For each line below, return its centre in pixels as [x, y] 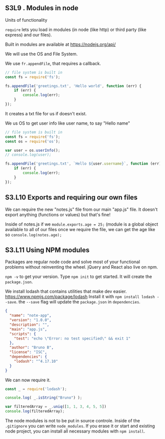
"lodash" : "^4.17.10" [36, 361]
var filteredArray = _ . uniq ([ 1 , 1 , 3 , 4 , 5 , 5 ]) [56, 407]
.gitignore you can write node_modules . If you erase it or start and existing [80, 426]
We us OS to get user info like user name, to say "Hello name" [68, 123]
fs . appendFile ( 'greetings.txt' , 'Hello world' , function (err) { [73, 86]
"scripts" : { [23, 334]
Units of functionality [26, 20]
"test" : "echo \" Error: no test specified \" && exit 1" [72, 338]
